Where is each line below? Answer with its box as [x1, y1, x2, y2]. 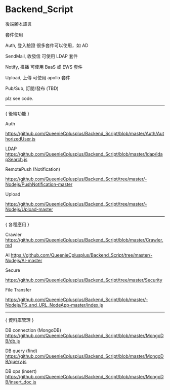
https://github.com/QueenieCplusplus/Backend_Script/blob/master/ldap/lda [5, 151, 163, 157]
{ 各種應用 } [5, 221, 29, 227]
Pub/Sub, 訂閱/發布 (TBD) [5, 85, 59, 91]
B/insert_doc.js [5, 379, 36, 385]
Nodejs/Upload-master [5, 206, 53, 212]
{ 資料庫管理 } [5, 317, 34, 323]
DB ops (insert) [5, 368, 37, 374]
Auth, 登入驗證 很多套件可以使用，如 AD [5, 42, 89, 48]
